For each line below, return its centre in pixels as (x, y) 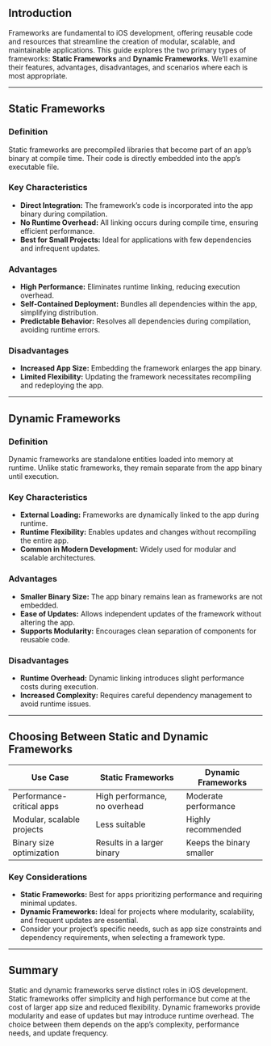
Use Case (50, 777)
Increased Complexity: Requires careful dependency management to (136, 695)
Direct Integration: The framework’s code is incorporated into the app (136, 205)
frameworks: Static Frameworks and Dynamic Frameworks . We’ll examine (133, 58)
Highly (198, 819)
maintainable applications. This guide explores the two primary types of (127, 50)
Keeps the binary (218, 842)
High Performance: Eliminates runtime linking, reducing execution (130, 287)
